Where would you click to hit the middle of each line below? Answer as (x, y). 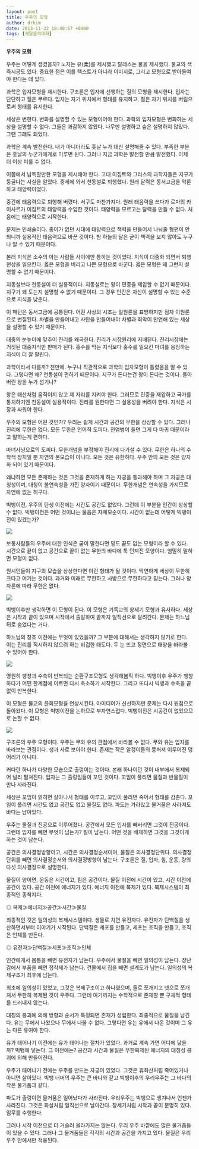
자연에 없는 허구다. (28, 492)
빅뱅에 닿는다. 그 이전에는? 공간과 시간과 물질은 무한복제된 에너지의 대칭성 (100, 1050)
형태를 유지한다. (35, 107)
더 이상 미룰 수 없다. (29, 162)
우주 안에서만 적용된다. (32, 1140)
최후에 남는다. (42, 975)
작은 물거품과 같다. (28, 1085)
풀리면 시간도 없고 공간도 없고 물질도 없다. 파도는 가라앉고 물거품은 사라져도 (104, 805)
